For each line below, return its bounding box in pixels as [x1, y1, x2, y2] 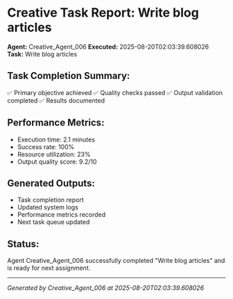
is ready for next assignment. [7, 264, 91, 272]
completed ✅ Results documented [7, 96, 105, 105]
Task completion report [17, 196, 85, 204]
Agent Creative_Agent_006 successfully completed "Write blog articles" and [7, 257, 225, 265]
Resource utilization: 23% [17, 150, 92, 158]
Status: [7, 238, 40, 250]
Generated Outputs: [7, 177, 96, 189]
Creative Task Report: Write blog [7, 5, 199, 21]
